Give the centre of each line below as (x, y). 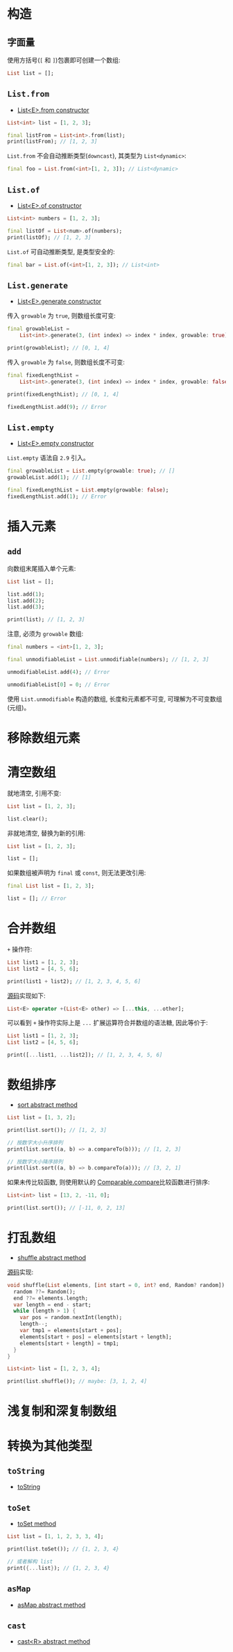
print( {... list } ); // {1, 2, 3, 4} (59, 1568)
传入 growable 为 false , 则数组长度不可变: (66, 362)
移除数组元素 (44, 738)
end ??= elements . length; (51, 1298)
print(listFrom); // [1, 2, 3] (52, 142)
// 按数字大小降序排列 (35, 1162)
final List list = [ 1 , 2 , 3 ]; (51, 886)
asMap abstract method (51, 1605)
